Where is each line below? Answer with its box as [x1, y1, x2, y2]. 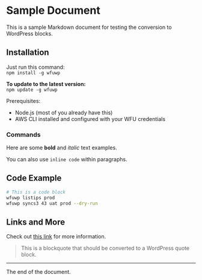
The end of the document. [6, 269, 71, 276]
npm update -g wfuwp [6, 87, 58, 93]
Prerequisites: [6, 97, 41, 104]
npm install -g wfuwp [6, 70, 61, 76]
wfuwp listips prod [6, 194, 55, 201]
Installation [6, 48, 49, 58]
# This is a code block [6, 189, 66, 195]
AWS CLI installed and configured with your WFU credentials [14, 115, 166, 122]
